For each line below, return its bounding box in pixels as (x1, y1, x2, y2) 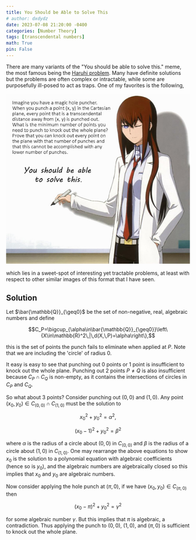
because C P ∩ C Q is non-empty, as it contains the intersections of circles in (6, 373, 187, 382)
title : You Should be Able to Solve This (6, 9, 108, 15)
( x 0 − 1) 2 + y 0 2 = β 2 (75, 426, 121, 435)
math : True (6, 40, 33, 46)
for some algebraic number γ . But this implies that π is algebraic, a (6, 515, 165, 522)
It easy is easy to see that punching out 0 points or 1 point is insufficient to (6, 361, 185, 368)
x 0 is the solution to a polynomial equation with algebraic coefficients (6, 455, 172, 463)
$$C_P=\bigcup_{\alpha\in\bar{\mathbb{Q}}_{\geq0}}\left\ (28, 326, 168, 333)
